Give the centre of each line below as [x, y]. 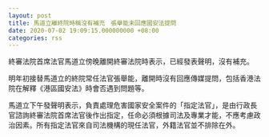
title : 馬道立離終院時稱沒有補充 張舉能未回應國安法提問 [92, 23]
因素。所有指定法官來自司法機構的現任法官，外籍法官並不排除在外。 [127, 125]
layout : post [30, 16]
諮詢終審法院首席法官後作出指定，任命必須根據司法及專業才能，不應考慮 [134, 115]
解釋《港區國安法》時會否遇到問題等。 [85, 88]
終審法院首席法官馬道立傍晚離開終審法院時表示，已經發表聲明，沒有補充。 [131, 61]
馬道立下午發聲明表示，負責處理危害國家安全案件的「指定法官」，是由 [122, 105]
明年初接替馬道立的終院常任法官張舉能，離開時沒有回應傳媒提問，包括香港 [131, 78]
